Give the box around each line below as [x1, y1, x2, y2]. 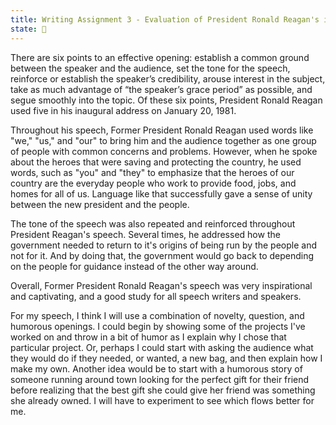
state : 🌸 [10, 24, 47, 34]
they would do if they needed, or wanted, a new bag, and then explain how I [10, 352, 323, 364]
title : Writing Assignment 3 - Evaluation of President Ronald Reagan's [10, 14, 320, 25]
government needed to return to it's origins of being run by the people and [10, 239, 317, 251]
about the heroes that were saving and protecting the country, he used [10, 156, 302, 168]
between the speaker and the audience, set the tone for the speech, [10, 62, 291, 74]
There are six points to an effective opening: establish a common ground [10, 51, 310, 63]
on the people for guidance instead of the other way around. [10, 260, 259, 272]
